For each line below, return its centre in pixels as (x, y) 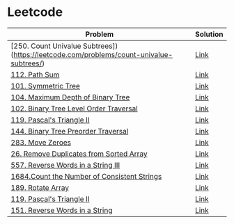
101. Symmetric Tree (45, 86)
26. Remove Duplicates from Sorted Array (79, 154)
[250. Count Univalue (46, 46)
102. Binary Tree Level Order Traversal (74, 109)
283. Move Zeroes (41, 142)
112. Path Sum (35, 74)
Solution (209, 34)
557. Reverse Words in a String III (65, 165)
